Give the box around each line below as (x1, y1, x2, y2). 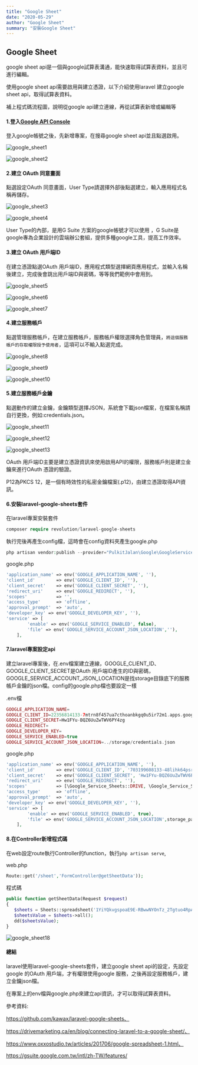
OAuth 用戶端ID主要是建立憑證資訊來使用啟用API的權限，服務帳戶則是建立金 (6, 458, 192, 465)
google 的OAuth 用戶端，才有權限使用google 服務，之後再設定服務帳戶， (6, 970, 183, 977)
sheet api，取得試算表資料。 (6, 91, 75, 98)
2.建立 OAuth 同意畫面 (6, 170, 61, 177)
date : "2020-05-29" (6, 14, 54, 20)
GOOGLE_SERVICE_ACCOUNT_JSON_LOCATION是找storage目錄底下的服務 (6, 675, 190, 682)
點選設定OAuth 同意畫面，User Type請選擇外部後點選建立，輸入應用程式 (6, 184, 182, 191)
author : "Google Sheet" (6, 19, 65, 25)
